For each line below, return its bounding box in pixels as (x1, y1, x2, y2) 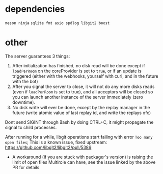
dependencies (5, 3, 65, 15)
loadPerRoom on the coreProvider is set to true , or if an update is (12, 68, 141, 74)
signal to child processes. (5, 124, 57, 130)
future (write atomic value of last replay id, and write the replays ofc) (12, 110, 151, 116)
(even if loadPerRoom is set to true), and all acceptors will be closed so (12, 88, 153, 94)
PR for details (12, 164, 40, 170)
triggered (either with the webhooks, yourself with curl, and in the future (12, 73, 159, 79)
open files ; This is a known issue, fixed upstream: (5, 139, 107, 145)
